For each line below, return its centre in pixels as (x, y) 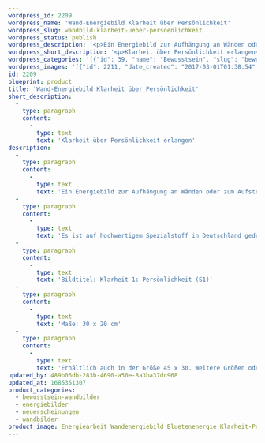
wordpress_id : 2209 (40, 15)
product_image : (33, 426)
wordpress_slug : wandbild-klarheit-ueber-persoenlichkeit (105, 30)
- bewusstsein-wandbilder (58, 397)
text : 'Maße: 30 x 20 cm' (79, 324)
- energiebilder (42, 405)
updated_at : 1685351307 (47, 383)
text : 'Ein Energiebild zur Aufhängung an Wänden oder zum (136, 191)
